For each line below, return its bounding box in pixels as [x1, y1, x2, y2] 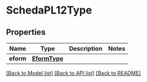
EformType [32, 54, 64, 63]
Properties [6, 27, 46, 37]
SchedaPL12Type [6, 4, 92, 17]
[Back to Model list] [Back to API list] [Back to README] [6, 70, 141, 77]
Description [69, 45, 103, 53]
